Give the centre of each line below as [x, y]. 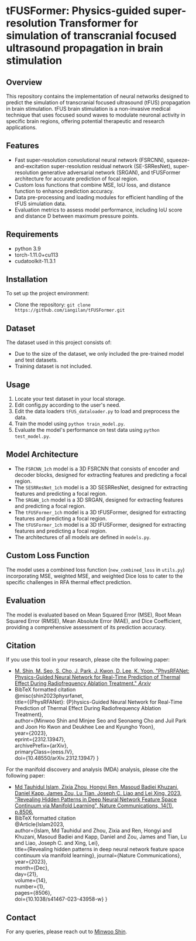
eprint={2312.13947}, [40, 739]
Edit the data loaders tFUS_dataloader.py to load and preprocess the [97, 411]
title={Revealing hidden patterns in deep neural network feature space [99, 849]
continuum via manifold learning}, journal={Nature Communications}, [98, 855]
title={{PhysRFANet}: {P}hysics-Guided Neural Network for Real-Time [98, 702]
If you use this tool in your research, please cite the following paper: [88, 660]
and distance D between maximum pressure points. [77, 216]
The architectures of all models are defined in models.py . [82, 537]
